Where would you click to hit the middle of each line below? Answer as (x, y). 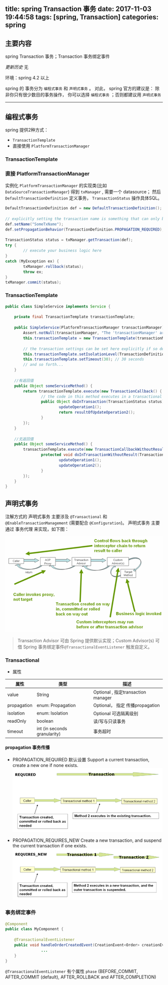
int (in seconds (52, 729)
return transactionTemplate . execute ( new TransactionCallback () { (93, 391)
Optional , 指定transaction (120, 692)
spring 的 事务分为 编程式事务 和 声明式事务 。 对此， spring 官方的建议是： (79, 88)
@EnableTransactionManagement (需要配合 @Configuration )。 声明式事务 (77, 523)
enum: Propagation (56, 705)
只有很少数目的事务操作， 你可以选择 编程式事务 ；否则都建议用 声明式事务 (87, 95)
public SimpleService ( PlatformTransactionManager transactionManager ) (89, 328)
